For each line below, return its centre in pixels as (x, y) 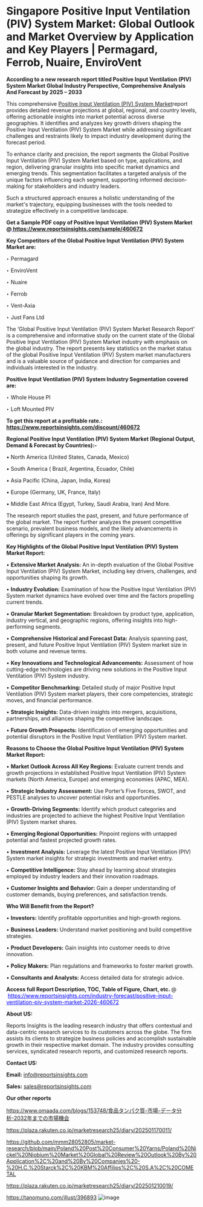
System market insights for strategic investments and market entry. (90, 858)
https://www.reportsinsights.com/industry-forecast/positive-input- (90, 995)
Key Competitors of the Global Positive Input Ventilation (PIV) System (95, 241)
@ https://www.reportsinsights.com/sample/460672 (75, 228)
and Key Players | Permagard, (82, 50)
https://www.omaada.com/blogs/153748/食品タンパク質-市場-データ (92, 1110)
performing (20, 626)
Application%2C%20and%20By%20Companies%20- (73, 1161)
